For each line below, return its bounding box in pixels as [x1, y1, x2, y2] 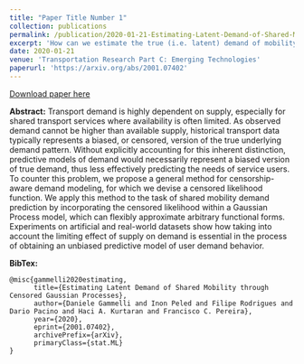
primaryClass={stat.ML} [33, 338, 124, 348]
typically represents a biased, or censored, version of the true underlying [9, 135, 282, 145]
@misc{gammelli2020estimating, [9, 275, 128, 285]
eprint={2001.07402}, [33, 322, 116, 331]
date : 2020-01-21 [9, 47, 75, 56]
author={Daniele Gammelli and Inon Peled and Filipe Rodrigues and [33, 299, 294, 308]
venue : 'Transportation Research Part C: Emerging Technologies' [9, 55, 261, 64]
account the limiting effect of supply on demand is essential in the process [9, 230, 288, 241]
